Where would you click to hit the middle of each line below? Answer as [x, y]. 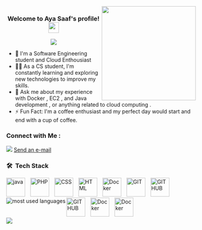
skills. [22, 85]
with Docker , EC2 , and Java [51, 98]
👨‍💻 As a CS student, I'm [44, 66]
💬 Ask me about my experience [54, 92]
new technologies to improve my [55, 79]
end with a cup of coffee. [46, 120]
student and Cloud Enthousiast [53, 60]
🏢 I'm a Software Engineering [51, 54]
